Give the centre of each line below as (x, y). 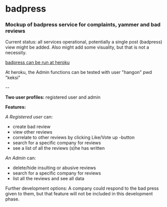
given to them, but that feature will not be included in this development (79, 194)
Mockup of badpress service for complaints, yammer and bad (83, 25)
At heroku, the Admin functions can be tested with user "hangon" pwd (79, 72)
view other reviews (32, 132)
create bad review (31, 127)
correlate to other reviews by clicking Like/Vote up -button (74, 138)
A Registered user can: (29, 117)
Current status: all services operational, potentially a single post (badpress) (84, 42)
